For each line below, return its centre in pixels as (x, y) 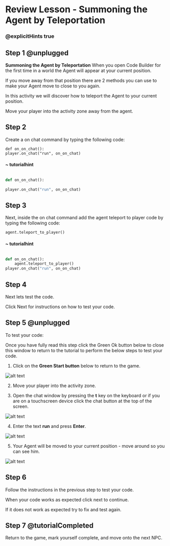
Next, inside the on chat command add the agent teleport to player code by (84, 218)
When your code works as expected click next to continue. (67, 499)
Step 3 (16, 205)
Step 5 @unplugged (38, 323)
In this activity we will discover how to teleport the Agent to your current (81, 96)
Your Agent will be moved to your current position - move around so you (89, 446)
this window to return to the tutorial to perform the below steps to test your (84, 350)
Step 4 (16, 285)
